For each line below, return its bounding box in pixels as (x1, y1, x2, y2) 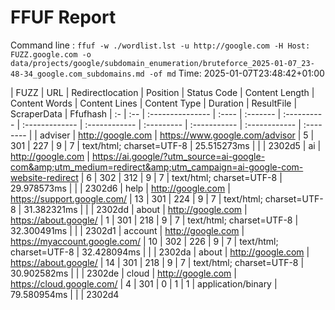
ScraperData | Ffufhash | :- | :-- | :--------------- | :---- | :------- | (10, 107, 282, 120)
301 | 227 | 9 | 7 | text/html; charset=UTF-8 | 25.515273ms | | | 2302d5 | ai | (10, 139, 322, 151)
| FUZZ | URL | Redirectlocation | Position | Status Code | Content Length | (10, 86, 315, 98)
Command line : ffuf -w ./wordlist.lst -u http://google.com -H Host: (10, 39, 311, 51)
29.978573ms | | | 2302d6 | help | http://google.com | (10, 182, 231, 194)
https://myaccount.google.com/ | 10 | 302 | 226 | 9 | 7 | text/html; (10, 235, 279, 247)
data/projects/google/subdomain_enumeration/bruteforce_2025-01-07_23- (10, 58, 315, 68)
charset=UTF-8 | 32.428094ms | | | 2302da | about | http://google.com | (10, 246, 310, 258)
